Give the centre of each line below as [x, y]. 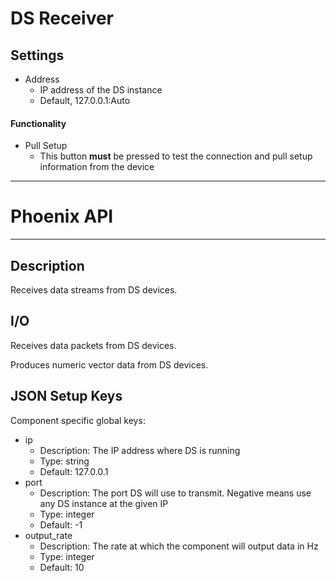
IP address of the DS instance [101, 90]
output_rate [48, 535]
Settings [37, 55]
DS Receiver [62, 18]
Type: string [64, 461]
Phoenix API [62, 216]
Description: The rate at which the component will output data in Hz [179, 546]
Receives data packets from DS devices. [93, 345]
